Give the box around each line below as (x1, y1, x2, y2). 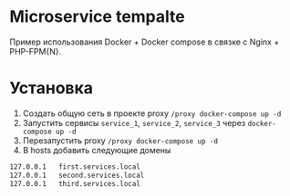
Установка (9, 78, 94, 99)
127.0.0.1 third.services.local (9, 179, 141, 188)
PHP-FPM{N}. (9, 45, 62, 56)
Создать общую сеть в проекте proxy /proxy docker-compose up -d (22, 107, 282, 119)
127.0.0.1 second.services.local (9, 171, 145, 180)
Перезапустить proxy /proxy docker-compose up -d (22, 134, 219, 146)
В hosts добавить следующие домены (22, 144, 171, 155)
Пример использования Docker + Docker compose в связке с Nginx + (9, 36, 280, 47)
